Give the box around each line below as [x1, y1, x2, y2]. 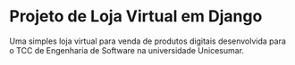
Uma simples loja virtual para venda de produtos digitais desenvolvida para [9, 36, 286, 46]
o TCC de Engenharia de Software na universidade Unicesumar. [9, 45, 244, 55]
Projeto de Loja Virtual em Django [9, 6, 263, 27]
